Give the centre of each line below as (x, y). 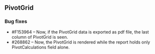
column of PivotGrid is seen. (40, 37)
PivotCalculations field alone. (40, 47)
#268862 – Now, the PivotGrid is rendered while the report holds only (81, 42)
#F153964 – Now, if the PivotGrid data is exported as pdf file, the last (80, 32)
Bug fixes (16, 22)
